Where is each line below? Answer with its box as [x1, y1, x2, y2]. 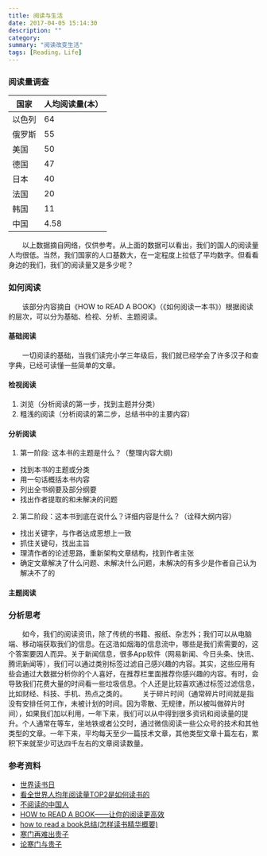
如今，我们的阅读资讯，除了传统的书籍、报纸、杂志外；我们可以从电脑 [21, 629, 252, 639]
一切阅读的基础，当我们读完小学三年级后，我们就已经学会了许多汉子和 [21, 351, 252, 360]
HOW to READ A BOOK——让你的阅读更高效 [19, 810, 165, 819]
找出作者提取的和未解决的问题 [19, 494, 118, 505]
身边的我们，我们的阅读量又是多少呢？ [8, 260, 133, 270]
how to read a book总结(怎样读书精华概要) [19, 819, 159, 829]
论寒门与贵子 [19, 839, 62, 849]
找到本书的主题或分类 [19, 465, 90, 474]
